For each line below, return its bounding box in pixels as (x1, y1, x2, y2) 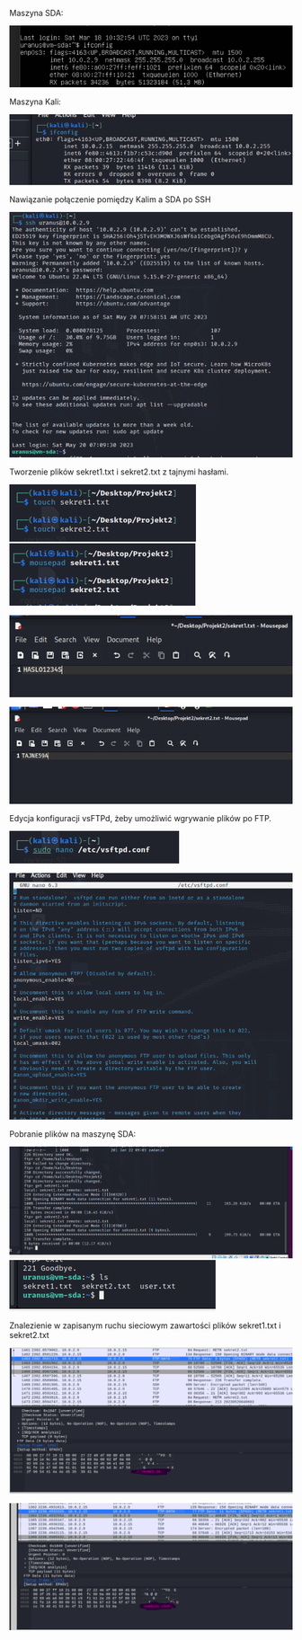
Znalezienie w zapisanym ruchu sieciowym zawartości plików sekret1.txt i (9, 1320, 281, 1331)
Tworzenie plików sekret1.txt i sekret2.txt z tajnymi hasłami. (9, 466, 229, 477)
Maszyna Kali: (9, 96, 61, 107)
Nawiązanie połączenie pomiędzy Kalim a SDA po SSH (9, 194, 211, 205)
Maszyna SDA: (9, 8, 64, 18)
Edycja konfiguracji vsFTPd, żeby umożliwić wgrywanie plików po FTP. (9, 813, 272, 823)
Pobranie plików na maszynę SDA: (9, 1129, 137, 1139)
